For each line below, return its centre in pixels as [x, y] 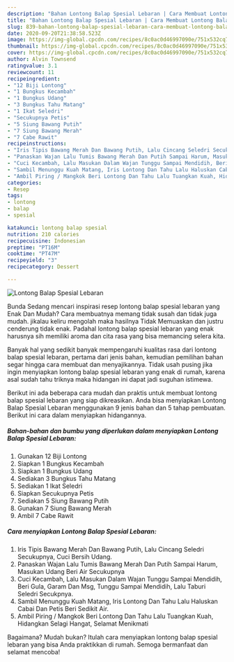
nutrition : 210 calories [43, 234]
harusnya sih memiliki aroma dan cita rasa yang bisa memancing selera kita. [116, 336]
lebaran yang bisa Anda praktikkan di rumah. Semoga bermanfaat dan [108, 645]
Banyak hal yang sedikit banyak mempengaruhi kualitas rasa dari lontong [112, 350]
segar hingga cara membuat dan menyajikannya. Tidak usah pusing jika [110, 364]
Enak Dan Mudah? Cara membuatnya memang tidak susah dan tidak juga [112, 314]
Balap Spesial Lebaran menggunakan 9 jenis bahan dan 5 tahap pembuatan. [117, 408]
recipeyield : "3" [32, 260]
